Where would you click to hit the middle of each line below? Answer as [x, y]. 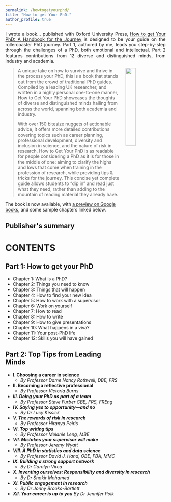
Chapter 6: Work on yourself [42, 306]
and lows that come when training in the [60, 167]
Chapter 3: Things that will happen [49, 289]
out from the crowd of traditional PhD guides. [65, 82]
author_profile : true [28, 19]
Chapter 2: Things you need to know [51, 284]
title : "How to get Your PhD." [38, 15]
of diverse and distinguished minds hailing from [68, 103]
